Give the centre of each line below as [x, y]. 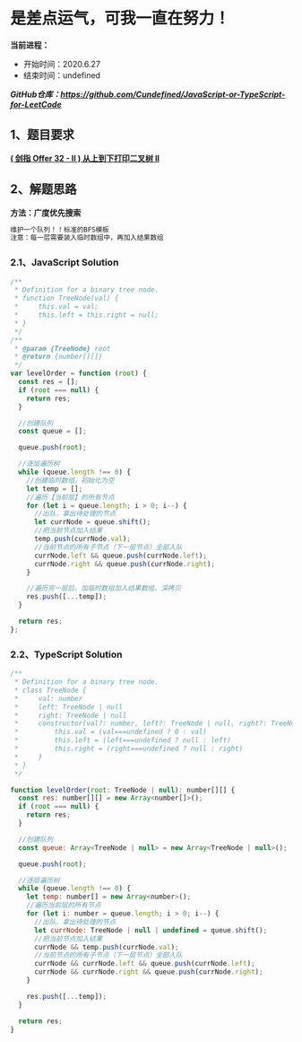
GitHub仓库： [35, 94]
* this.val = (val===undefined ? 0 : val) [110, 732]
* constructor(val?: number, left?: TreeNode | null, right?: [141, 723]
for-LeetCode [36, 104]
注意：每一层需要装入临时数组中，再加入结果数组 [87, 238]
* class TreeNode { [51, 690]
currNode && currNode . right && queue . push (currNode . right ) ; [148, 972]
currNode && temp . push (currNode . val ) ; [106, 947]
